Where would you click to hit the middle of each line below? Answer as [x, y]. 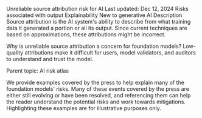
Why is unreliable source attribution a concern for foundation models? [94, 46]
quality [15, 53]
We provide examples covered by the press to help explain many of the [95, 82]
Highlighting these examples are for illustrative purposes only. [84, 108]
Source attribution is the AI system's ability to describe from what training [99, 21]
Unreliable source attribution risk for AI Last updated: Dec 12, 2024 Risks [97, 9]
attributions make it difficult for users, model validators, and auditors [110, 53]
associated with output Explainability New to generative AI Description [94, 15]
